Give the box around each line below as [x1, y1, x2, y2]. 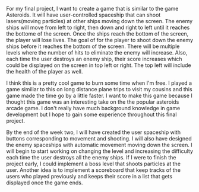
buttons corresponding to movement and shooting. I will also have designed [6, 135, 192, 142]
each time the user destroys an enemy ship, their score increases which [6, 56, 182, 62]
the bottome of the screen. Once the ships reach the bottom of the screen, [6, 30, 189, 37]
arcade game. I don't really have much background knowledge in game [6, 105, 181, 111]
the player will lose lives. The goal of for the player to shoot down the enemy [6, 37, 194, 43]
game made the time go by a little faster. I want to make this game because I [6, 92, 193, 99]
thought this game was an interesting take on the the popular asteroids [6, 98, 179, 105]
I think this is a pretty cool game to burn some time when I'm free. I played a [6, 79, 192, 87]
